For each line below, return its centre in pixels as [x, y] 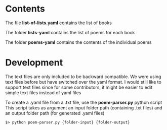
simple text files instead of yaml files [43, 92]
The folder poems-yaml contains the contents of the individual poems [78, 42]
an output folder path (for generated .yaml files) [55, 113]
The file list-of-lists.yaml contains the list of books [59, 23]
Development [34, 63]
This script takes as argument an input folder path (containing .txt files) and [84, 108]
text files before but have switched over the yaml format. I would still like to [83, 82]
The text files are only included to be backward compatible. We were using [83, 77]
